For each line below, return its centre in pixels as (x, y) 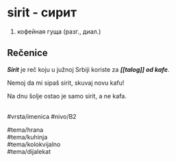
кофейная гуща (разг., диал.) (59, 31)
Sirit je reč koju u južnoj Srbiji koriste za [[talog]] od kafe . (88, 69)
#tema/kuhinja (27, 137)
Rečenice (27, 53)
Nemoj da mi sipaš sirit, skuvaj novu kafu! (66, 83)
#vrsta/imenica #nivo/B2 (42, 116)
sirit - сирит (42, 13)
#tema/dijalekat (29, 151)
